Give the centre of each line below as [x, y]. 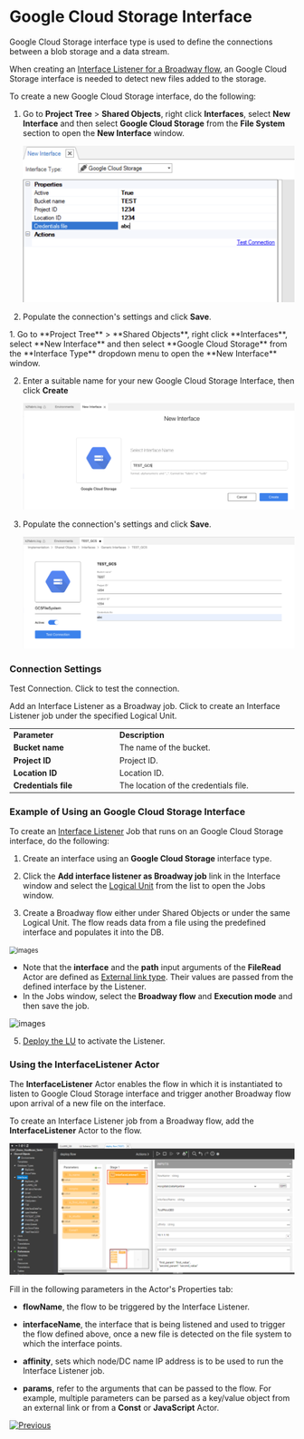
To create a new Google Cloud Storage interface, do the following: [133, 96]
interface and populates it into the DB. [93, 932]
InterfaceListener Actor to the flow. [76, 1131]
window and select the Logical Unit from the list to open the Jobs [144, 885]
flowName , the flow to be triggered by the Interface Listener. [136, 1307]
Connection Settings [56, 669]
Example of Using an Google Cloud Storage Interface [128, 812]
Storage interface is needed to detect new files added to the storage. [138, 78]
